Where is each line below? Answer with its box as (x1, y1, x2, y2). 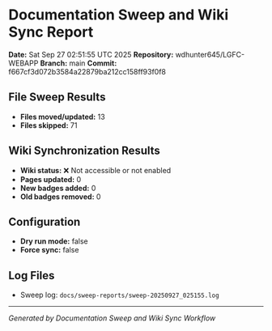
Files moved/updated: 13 (19, 112, 105, 121)
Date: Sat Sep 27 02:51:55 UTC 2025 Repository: (8, 49, 174, 59)
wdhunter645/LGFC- (175, 49, 245, 59)
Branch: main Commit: (40, 58, 117, 68)
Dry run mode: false (19, 236, 88, 246)
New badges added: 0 (19, 183, 96, 193)
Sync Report (8, 23, 94, 41)
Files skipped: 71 (19, 120, 78, 130)
